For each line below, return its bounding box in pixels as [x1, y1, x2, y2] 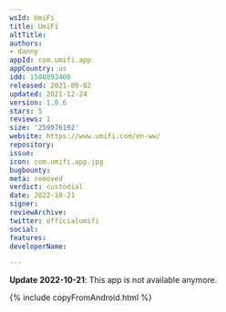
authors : [9, 38, 43, 48]
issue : [9, 148, 35, 157]
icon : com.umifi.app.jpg [9, 156, 104, 166]
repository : [9, 140, 55, 149]
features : [9, 233, 47, 242]
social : [9, 225, 39, 234]
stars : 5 [9, 106, 43, 116]
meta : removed [9, 174, 64, 183]
